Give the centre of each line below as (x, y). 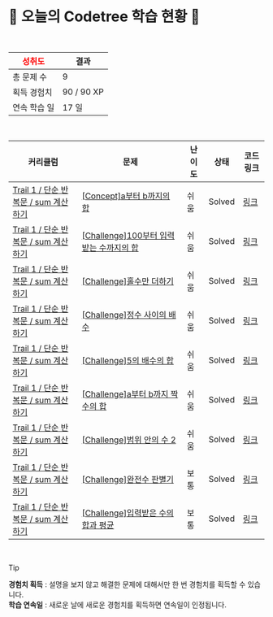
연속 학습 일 (34, 107)
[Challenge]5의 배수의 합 (128, 360)
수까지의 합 (119, 247)
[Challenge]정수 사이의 (124, 315)
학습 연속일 (26, 604)
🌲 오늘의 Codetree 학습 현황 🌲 (104, 17)
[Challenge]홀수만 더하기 (128, 281)
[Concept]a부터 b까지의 (126, 196)
